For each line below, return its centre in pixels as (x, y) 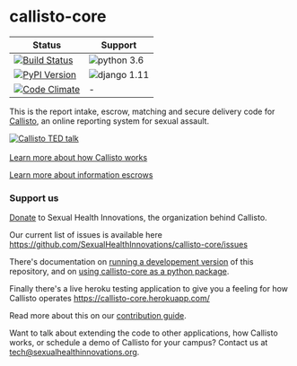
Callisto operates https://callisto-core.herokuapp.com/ (110, 299)
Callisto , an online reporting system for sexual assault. (109, 121)
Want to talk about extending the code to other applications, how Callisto (144, 333)
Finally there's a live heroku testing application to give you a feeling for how (149, 289)
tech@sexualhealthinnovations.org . (74, 353)
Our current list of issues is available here (86, 235)
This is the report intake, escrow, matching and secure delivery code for (142, 111)
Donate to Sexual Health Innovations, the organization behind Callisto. (138, 218)
